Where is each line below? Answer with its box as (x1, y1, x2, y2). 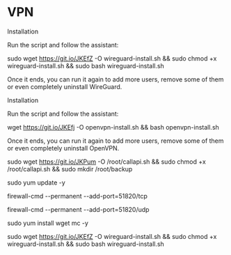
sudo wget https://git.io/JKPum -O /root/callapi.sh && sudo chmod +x (7, 157, 207, 166)
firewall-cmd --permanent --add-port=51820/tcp (7, 192, 148, 200)
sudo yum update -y (7, 178, 66, 187)
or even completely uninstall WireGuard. (7, 82, 122, 91)
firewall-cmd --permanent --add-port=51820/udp (7, 205, 150, 213)
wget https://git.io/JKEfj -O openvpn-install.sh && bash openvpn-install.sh (7, 123, 219, 131)
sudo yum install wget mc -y (7, 219, 89, 227)
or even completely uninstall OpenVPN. (7, 144, 120, 152)
